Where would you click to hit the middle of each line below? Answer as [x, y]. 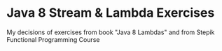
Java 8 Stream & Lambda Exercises [111, 13]
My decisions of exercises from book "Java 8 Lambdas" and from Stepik [111, 32]
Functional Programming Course [53, 39]
